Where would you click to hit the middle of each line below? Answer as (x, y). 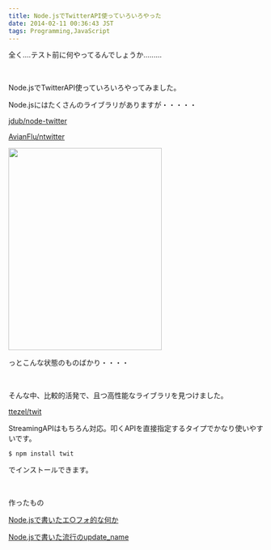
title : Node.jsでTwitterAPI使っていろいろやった (85, 16)
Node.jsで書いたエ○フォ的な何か (64, 520)
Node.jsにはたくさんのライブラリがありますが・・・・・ (103, 105)
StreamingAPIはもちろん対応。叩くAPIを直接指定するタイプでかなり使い (129, 429)
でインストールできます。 (51, 470)
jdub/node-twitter (38, 121)
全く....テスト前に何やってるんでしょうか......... (85, 55)
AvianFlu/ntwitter (36, 137)
